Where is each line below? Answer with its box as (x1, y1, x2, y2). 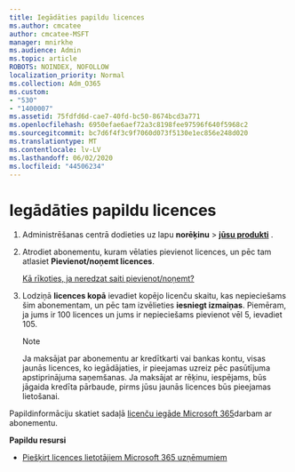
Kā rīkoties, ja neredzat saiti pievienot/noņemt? (21, 273, 195, 284)
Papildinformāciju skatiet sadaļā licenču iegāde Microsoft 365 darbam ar (9, 408, 273, 419)
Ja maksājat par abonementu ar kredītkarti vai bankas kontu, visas (21, 353, 267, 364)
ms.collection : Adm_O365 (9, 79, 101, 88)
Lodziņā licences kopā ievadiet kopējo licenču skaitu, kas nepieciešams (21, 291, 287, 301)
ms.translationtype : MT (9, 137, 98, 146)
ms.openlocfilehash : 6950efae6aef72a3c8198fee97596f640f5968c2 (9, 121, 249, 130)
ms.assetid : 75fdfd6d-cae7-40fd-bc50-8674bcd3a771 (9, 112, 201, 121)
